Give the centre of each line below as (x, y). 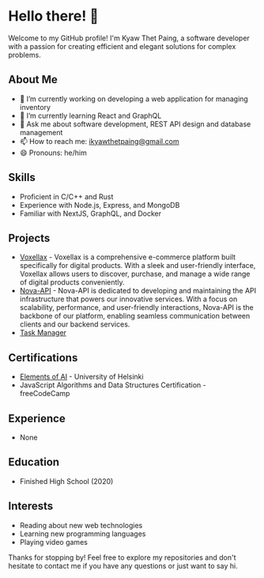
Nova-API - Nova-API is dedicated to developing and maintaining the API (138, 291)
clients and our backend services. (75, 324)
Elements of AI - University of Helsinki (81, 377)
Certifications (43, 358)
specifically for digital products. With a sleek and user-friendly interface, (138, 266)
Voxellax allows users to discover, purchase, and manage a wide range (135, 274)
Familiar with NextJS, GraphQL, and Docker (91, 213)
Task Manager (43, 333)
